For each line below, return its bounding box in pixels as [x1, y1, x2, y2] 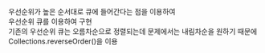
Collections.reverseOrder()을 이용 [8, 36, 118, 46]
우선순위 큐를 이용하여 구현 [8, 17, 92, 26]
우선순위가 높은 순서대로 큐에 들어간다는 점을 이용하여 [8, 7, 176, 16]
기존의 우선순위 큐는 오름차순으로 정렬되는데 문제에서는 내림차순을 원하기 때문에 [8, 27, 258, 36]
